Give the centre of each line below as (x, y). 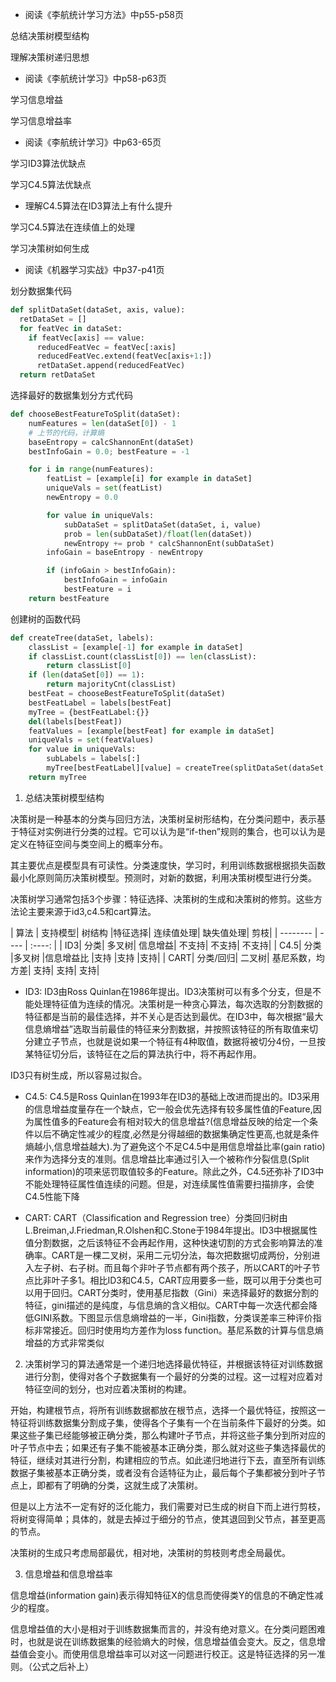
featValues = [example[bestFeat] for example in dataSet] (151, 731)
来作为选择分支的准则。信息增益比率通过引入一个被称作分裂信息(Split (167, 1159)
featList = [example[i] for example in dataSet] (149, 479)
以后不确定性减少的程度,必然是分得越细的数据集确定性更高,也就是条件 (176, 1134)
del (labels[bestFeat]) (75, 721)
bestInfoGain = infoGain (115, 580)
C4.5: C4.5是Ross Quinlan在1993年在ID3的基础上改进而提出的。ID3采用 (172, 1096)
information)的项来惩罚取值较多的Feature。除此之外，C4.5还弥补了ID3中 (174, 1171)
